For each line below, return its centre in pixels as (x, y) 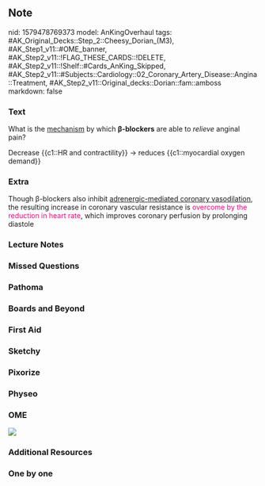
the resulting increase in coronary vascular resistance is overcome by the (128, 207)
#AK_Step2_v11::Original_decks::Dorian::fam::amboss (135, 82)
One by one (31, 473)
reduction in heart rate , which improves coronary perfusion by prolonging (128, 216)
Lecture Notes (36, 245)
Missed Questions (44, 266)
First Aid (25, 330)
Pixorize (25, 372)
